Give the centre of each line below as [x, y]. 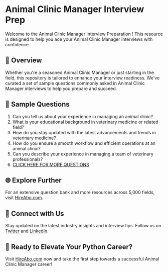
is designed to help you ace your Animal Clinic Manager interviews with [79, 39]
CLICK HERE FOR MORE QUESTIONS [51, 164]
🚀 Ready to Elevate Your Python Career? [69, 247]
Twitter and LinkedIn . [27, 231]
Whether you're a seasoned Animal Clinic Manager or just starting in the [80, 72]
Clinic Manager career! [29, 264]
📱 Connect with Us [35, 213]
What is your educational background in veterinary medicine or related [85, 122]
